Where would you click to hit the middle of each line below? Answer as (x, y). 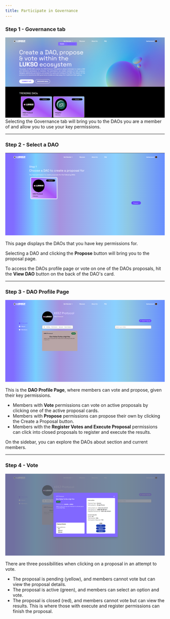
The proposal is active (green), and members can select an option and (86, 590)
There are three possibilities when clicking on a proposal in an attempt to (81, 564)
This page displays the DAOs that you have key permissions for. (72, 243)
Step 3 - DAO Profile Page (37, 292)
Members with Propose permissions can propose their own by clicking (86, 416)
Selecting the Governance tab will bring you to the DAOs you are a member (83, 121)
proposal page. (21, 258)
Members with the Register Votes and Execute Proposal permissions (85, 427)
